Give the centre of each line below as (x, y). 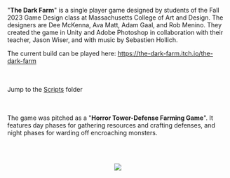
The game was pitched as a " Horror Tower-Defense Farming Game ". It (110, 118)
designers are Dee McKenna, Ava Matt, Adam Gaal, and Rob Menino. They (115, 25)
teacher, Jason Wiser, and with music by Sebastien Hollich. (93, 40)
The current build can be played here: (62, 53)
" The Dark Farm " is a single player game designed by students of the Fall (113, 10)
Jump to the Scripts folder (45, 89)
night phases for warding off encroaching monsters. (82, 133)
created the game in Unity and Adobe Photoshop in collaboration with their (115, 32)
